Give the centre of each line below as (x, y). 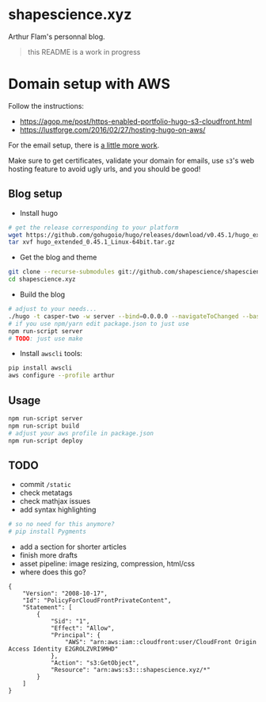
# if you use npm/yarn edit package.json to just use (99, 324)
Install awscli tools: (51, 354)
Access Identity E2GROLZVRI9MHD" (63, 649)
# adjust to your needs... (53, 309)
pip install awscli (40, 368)
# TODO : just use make (46, 339)
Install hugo (38, 213)
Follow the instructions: (46, 105)
